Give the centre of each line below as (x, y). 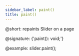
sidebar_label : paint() (30, 10)
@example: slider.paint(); (31, 48)
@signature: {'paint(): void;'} (34, 38)
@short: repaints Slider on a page (40, 28)
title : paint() (21, 14)
